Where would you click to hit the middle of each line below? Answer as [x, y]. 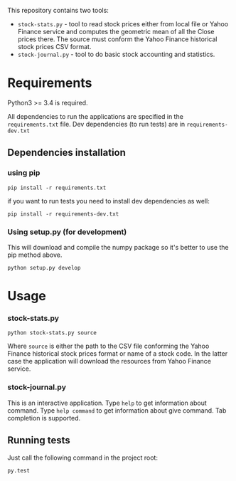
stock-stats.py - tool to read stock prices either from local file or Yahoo [123, 24]
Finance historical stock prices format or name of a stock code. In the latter [118, 354]
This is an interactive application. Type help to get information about [107, 403]
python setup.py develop [44, 268]
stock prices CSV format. [54, 47]
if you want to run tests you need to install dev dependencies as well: [108, 201]
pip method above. [35, 255]
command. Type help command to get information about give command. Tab [117, 410]
